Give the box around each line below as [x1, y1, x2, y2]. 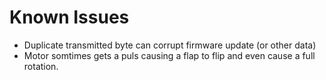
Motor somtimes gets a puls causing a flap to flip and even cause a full [23, 49, 316, 61]
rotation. [23, 60, 59, 72]
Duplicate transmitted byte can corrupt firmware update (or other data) [23, 39, 317, 51]
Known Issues [9, 6, 130, 29]
